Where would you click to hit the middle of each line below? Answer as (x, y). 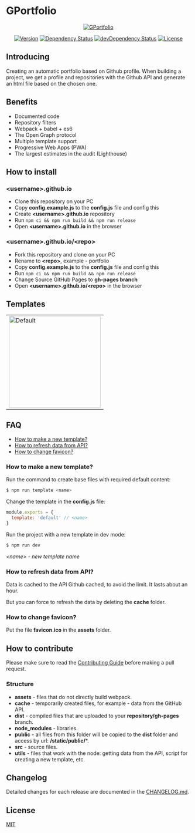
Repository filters (35, 122)
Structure (20, 684)
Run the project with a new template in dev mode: (66, 534)
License (21, 810)
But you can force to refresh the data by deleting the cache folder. (86, 602)
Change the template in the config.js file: (56, 502)
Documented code (37, 116)
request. (16, 669)
